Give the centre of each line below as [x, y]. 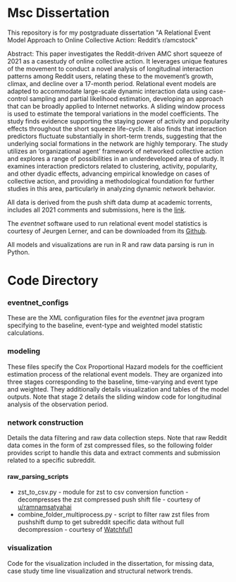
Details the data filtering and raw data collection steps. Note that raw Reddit [117, 438]
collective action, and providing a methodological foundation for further [111, 181]
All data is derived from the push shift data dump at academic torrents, [110, 202]
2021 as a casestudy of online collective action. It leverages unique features [117, 61]
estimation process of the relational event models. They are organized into [115, 374]
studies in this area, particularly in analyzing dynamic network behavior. [111, 188]
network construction [45, 423]
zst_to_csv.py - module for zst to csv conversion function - [103, 492]
